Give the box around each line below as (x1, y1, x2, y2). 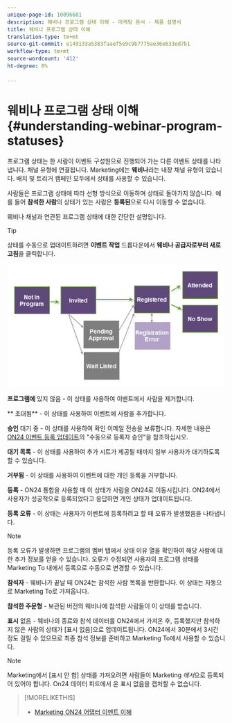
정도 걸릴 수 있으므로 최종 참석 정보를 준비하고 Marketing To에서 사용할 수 (7, 633, 207, 642)
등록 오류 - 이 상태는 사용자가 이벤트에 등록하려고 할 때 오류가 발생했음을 (7, 509, 202, 517)
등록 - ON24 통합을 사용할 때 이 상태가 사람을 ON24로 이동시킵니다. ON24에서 (7, 485, 220, 494)
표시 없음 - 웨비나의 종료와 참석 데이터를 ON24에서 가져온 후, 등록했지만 (7, 616, 202, 625)
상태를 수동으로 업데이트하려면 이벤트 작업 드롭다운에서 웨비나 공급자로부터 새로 (7, 241, 222, 249)
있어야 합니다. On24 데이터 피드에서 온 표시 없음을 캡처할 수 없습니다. (14, 679, 202, 688)
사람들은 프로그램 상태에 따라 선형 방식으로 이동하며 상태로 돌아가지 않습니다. (7, 188, 215, 197)
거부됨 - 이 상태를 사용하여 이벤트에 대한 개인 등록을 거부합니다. (7, 471, 178, 479)
